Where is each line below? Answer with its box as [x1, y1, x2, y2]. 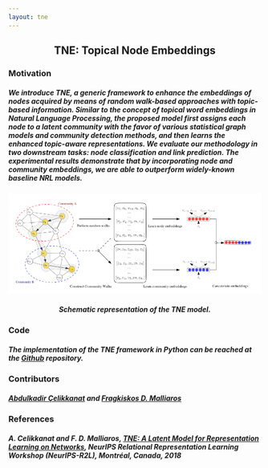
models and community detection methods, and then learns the [8, 130, 226, 140]
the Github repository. [8, 353, 84, 363]
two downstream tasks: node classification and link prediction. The [8, 147, 239, 157]
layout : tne [8, 13, 48, 21]
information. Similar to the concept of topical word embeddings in [30, 104, 257, 114]
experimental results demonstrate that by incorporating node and [8, 156, 233, 165]
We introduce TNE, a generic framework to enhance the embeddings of [8, 87, 252, 97]
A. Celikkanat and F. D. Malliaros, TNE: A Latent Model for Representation [8, 433, 259, 443]
